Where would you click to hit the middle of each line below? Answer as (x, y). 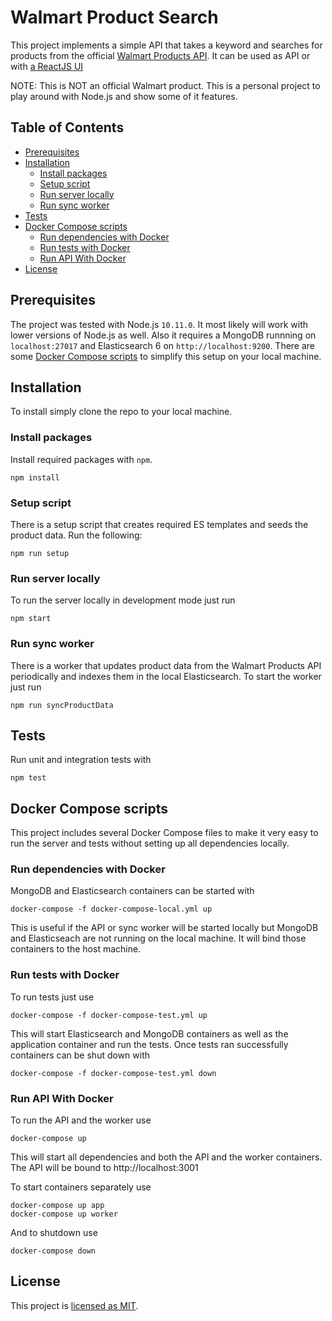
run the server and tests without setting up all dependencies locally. (150, 843)
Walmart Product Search (114, 17)
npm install (35, 477)
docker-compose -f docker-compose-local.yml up (111, 909)
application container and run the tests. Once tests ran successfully (149, 1044)
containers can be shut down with (80, 1055)
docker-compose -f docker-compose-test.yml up (109, 1015)
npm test (28, 778)
